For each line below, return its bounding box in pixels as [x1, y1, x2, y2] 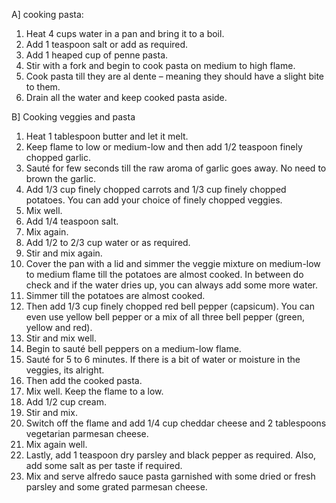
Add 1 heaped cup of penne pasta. [25, 49, 169, 61]
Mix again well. [25, 439, 88, 450]
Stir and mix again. [25, 247, 103, 259]
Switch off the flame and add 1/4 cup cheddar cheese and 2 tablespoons [25, 417, 327, 429]
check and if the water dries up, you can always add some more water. [25, 279, 318, 291]
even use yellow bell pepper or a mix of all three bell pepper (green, [25, 311, 305, 323]
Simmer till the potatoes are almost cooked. [25, 290, 206, 301]
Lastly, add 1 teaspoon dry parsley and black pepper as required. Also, [25, 449, 317, 461]
